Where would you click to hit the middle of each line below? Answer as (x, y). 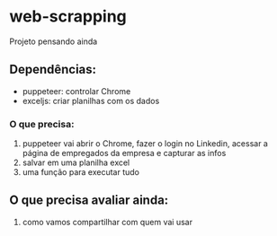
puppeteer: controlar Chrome (76, 91)
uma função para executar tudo (80, 172)
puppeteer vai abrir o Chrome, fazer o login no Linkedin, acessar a (145, 144)
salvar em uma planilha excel (76, 162)
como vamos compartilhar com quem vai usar (107, 222)
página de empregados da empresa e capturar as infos (124, 153)
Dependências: (53, 70)
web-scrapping (68, 17)
